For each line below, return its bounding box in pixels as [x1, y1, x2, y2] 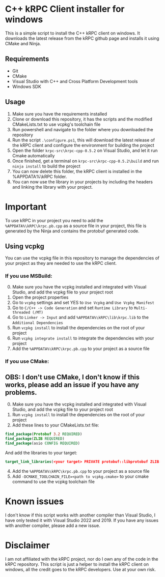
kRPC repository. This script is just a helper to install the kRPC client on [5, 561, 149, 567]
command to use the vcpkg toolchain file [12, 478, 95, 485]
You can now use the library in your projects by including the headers [12, 178, 153, 185]
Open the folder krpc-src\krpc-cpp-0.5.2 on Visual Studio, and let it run [12, 147, 158, 153]
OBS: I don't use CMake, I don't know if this [5, 373, 140, 381]
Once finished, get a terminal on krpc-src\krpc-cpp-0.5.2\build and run [12, 158, 159, 164]
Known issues [5, 496, 64, 507]
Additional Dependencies [12, 320, 63, 325]
